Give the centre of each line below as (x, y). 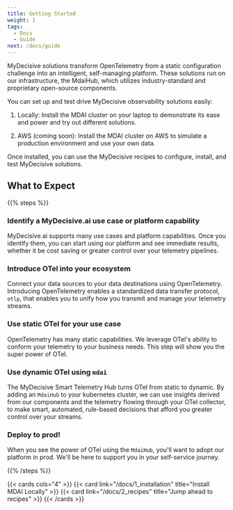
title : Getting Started (42, 14)
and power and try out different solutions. (77, 122)
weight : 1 (22, 20)
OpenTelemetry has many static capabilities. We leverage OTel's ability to (112, 339)
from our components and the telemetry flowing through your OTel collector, (116, 402)
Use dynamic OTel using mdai (57, 372)
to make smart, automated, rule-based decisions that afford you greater (110, 409)
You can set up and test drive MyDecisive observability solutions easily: (110, 101)
